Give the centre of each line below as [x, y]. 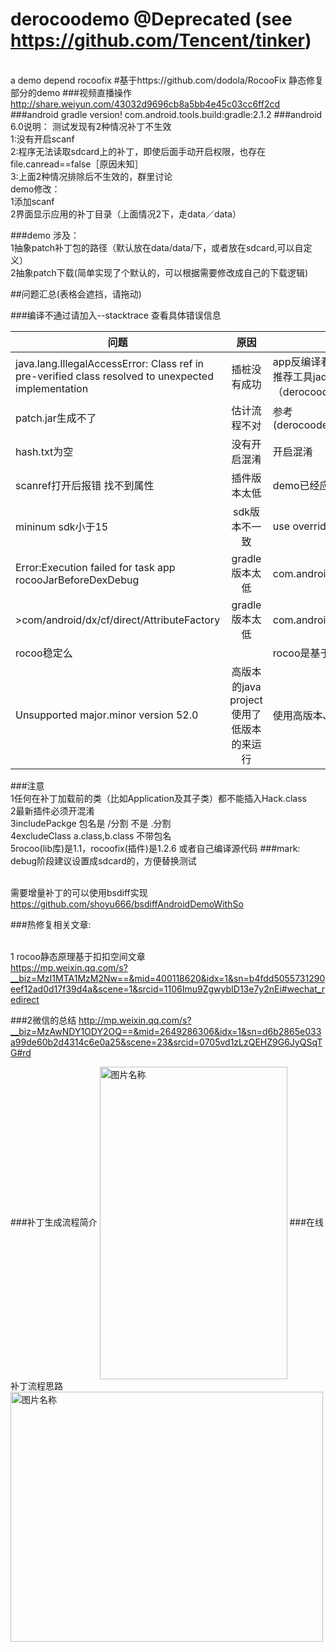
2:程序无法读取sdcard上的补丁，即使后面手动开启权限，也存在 [138, 151]
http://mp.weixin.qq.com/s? [135, 1020]
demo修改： [35, 189]
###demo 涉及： [45, 235]
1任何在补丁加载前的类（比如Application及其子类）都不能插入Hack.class [158, 798]
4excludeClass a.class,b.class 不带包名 [91, 835]
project [246, 700]
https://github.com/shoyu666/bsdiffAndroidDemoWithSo [127, 904]
